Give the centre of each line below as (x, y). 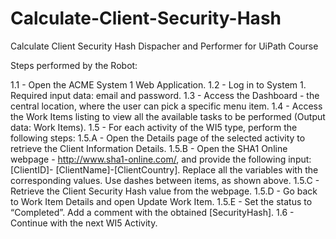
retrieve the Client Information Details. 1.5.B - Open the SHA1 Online (149, 148)
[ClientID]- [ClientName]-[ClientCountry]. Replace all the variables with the (164, 169)
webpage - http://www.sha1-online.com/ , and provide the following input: (161, 159)
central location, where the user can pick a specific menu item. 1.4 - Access (166, 106)
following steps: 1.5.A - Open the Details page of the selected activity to (158, 138)
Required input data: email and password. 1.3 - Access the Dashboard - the (165, 95)
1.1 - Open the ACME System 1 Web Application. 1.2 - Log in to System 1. (158, 84)
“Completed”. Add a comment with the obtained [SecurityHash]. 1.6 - (152, 212)
